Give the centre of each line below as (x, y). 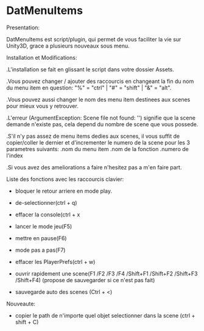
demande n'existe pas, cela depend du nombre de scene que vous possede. (102, 124)
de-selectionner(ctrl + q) (46, 202)
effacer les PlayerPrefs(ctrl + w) (55, 262)
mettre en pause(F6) (41, 238)
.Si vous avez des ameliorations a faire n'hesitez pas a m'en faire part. (94, 167)
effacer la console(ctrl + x (47, 215)
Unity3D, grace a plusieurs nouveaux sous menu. (68, 46)
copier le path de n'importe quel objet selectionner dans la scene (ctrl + (105, 315)
